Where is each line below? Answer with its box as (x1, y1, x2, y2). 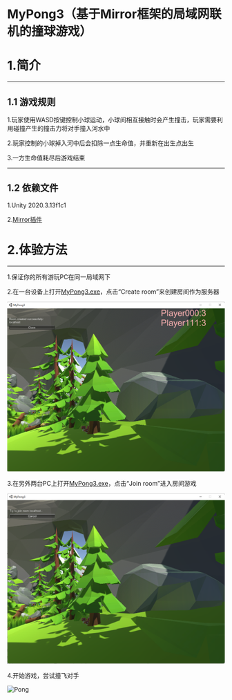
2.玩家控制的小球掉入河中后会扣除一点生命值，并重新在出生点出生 (7, 139, 195, 147)
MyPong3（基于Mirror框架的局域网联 (7, 6, 222, 22)
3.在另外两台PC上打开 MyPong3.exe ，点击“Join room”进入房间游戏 (7, 480, 197, 488)
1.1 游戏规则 (7, 96, 57, 108)
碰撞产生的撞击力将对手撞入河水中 (12, 124, 110, 132)
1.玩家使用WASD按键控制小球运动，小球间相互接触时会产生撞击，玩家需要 (7, 115, 217, 124)
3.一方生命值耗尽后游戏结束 (7, 153, 86, 162)
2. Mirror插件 (7, 215, 43, 223)
